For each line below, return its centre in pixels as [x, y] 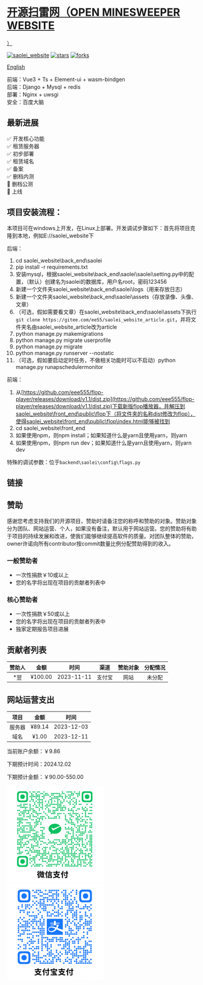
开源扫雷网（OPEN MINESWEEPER [93, 12]
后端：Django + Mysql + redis [44, 87]
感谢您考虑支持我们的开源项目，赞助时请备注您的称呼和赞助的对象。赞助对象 [102, 521]
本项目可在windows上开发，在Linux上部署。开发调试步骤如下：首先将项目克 [101, 228]
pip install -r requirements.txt [52, 267]
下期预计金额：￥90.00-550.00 [45, 777]
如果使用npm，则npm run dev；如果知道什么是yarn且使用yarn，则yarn [104, 443]
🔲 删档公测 [20, 184]
